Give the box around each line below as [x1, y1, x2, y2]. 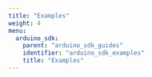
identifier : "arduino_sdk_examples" [22, 49, 146, 57]
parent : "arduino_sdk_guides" [22, 42, 124, 50]
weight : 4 [8, 19, 42, 27]
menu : [8, 26, 26, 34]
